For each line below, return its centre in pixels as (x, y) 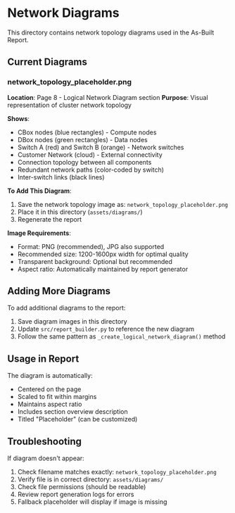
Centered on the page (49, 389)
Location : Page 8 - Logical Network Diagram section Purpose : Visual (108, 97)
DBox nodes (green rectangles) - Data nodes (82, 139)
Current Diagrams (47, 62)
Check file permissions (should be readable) (82, 487)
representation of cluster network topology (70, 105)
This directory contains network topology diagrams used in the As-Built (111, 32)
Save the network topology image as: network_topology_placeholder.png (123, 204)
